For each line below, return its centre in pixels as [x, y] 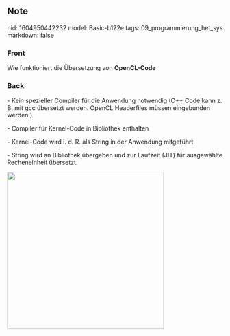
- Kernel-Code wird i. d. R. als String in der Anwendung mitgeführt [100, 142]
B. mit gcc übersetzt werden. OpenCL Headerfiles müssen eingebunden [109, 108]
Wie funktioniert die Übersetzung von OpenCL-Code [81, 68]
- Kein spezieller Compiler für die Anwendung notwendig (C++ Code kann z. [115, 101]
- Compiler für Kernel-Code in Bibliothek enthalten [78, 128]
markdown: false [31, 35]
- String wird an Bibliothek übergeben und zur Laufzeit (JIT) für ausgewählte [115, 155]
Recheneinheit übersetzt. [42, 163]
